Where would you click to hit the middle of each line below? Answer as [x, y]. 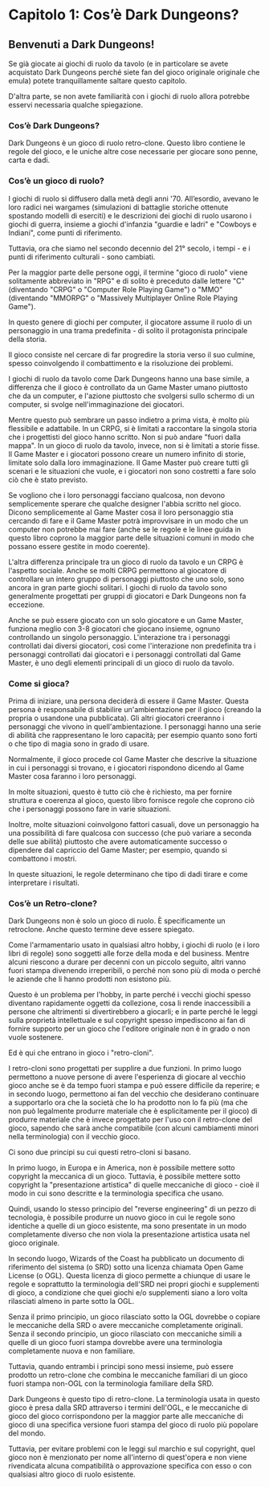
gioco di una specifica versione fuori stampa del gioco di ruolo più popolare [133, 1425]
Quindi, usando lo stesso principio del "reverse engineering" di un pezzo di [132, 1209]
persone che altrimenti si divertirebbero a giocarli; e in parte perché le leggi [133, 1012]
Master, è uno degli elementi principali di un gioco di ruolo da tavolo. [121, 662]
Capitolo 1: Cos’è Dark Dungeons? [124, 15]
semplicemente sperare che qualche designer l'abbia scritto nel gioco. [125, 503]
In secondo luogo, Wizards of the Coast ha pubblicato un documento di [126, 1259]
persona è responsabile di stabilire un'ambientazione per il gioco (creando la [135, 709]
